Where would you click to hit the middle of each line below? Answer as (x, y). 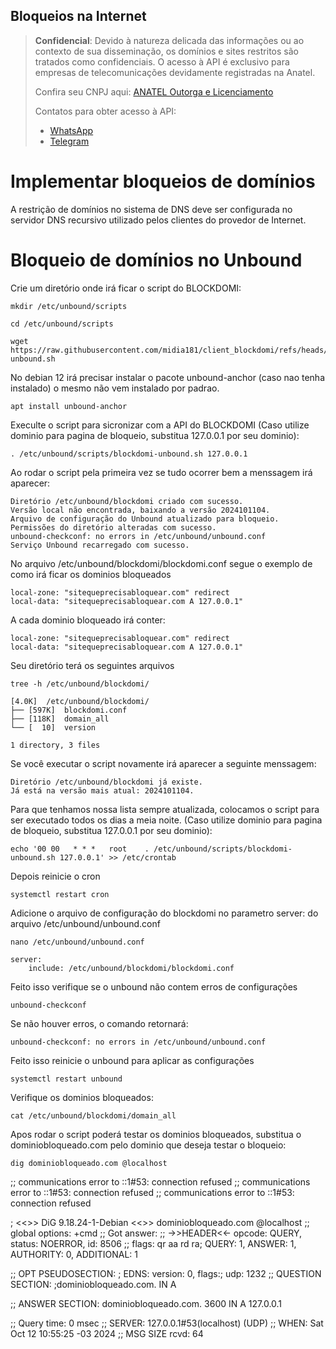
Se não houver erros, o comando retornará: (99, 1023)
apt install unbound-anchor (69, 406)
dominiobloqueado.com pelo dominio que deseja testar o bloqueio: (148, 1145)
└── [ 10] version (53, 727)
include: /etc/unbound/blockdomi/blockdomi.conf (131, 968)
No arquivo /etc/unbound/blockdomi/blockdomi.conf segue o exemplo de (161, 563)
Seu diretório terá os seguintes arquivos (92, 665)
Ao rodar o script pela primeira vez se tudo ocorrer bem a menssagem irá (161, 472)
